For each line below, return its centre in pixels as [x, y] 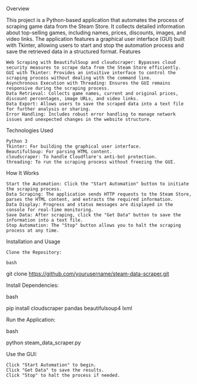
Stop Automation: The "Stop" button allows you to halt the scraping [94, 225]
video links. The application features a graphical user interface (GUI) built [96, 39]
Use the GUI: [22, 354]
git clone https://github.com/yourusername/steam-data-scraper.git [88, 274]
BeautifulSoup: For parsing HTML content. [59, 152]
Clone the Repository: [34, 252]
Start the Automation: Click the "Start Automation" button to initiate [98, 184]
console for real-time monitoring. [50, 210]
